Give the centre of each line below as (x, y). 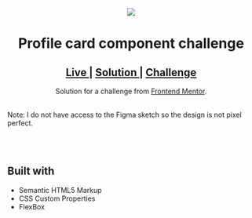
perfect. (20, 123)
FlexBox (31, 206)
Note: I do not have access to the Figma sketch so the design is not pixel (125, 114)
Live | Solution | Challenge (131, 73)
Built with (31, 171)
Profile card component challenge (131, 44)
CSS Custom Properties (57, 198)
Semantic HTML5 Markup (60, 190)
